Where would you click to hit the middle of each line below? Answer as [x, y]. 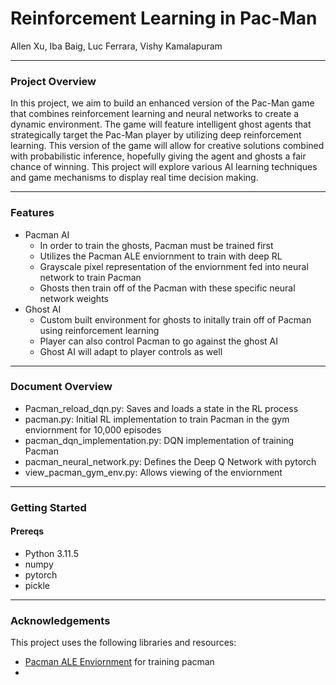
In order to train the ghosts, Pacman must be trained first [156, 245]
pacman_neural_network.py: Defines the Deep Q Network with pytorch [170, 461]
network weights [74, 298]
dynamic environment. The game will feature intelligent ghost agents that [161, 124]
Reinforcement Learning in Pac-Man [164, 18]
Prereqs [27, 531]
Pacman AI [47, 234]
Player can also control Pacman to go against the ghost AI [158, 341]
